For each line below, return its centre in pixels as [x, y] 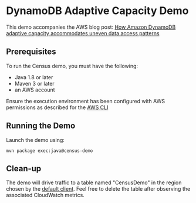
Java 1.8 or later [34, 77]
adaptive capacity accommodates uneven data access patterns [83, 33]
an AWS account [35, 90]
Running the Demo [41, 126]
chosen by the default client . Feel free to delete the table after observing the [98, 189]
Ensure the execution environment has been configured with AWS [86, 101]
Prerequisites [31, 52]
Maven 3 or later [34, 83]
